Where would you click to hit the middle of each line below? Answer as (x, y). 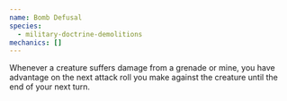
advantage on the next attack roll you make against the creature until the (144, 78)
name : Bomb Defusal (46, 17)
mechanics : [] (36, 42)
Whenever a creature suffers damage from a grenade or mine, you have (143, 68)
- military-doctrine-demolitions (80, 34)
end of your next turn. (50, 87)
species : (26, 26)
